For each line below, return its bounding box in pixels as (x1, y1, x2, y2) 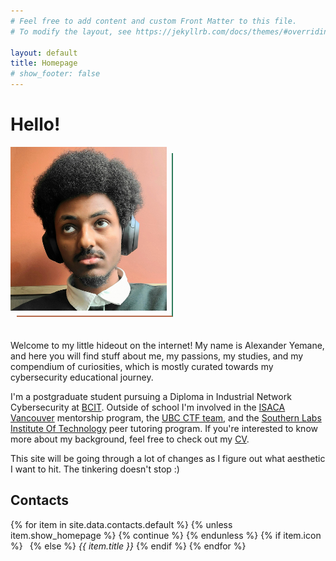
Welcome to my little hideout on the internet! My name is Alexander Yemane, (10, 339, 325, 351)
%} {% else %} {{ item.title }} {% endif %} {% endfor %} (10, 540, 247, 552)
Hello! (10, 113, 61, 136)
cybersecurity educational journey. (10, 371, 154, 383)
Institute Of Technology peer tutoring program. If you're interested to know (10, 422, 318, 434)
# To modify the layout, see (10, 26, 132, 37)
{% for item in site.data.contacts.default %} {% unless (10, 518, 233, 530)
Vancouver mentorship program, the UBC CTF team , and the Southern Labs (10, 411, 322, 424)
